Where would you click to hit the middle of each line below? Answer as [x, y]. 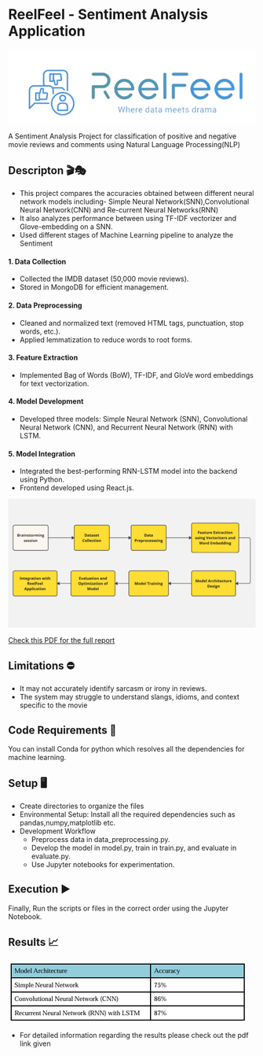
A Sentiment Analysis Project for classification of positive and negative [122, 136]
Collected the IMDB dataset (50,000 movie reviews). [104, 279]
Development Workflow [57, 831]
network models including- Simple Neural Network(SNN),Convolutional [134, 201]
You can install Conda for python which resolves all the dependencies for [126, 749]
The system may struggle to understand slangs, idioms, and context [129, 697]
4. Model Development [46, 401]
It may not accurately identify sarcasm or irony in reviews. [113, 689]
